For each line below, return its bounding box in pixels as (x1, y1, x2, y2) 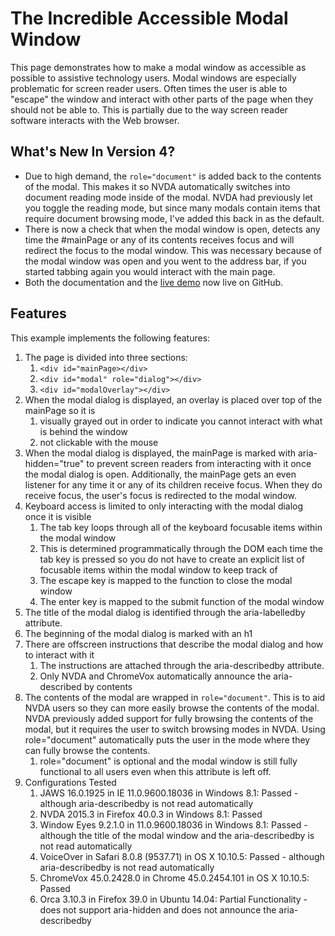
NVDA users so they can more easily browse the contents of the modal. (24, 702, 320, 714)
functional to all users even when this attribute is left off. (39, 765, 272, 777)
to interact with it (24, 648, 95, 661)
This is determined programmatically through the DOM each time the (39, 542, 323, 554)
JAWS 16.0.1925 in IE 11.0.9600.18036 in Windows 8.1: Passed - (39, 787, 299, 799)
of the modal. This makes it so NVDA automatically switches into (24, 180, 291, 192)
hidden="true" (24, 457, 85, 469)
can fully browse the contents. (24, 744, 151, 756)
